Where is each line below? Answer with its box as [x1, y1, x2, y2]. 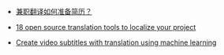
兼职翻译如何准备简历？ [15, 7, 92, 16]
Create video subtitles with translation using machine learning [15, 38, 217, 47]
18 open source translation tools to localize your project [15, 23, 196, 31]
